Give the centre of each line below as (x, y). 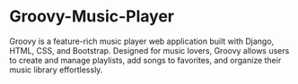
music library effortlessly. (56, 70)
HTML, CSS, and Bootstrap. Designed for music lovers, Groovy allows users (149, 50)
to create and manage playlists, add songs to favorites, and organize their (145, 60)
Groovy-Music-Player (92, 17)
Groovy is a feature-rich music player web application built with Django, (142, 41)
